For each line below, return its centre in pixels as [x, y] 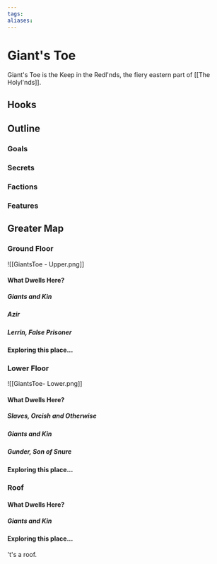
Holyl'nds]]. [24, 83]
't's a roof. [22, 554]
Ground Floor [30, 249]
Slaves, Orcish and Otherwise [52, 416]
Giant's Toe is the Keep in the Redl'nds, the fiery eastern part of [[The [109, 75]
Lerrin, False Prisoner [40, 332]
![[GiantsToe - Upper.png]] [46, 264]
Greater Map [36, 229]
